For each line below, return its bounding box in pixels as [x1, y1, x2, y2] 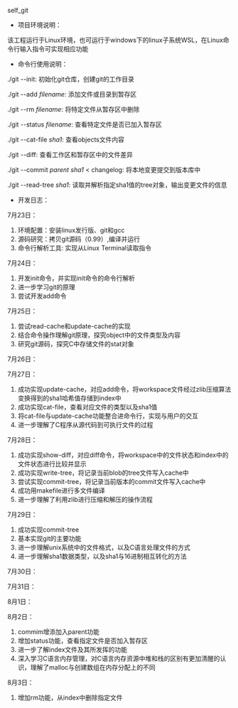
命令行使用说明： [17, 60, 68, 68]
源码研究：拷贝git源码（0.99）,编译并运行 [17, 235, 141, 243]
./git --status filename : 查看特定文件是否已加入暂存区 [7, 120, 162, 129]
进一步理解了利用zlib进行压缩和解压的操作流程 [17, 495, 153, 503]
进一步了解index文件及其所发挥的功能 [17, 645, 128, 653]
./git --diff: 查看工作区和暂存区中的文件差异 [7, 151, 134, 159]
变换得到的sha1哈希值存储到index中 [17, 394, 122, 402]
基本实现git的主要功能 [17, 535, 82, 542]
